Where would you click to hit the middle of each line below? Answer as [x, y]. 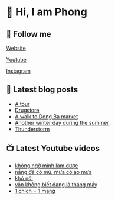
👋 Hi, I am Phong [47, 12]
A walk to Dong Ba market [46, 116]
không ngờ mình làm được [46, 166]
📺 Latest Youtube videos [53, 148]
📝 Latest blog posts [42, 90]
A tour [22, 104]
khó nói [24, 178]
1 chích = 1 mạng [35, 191]
